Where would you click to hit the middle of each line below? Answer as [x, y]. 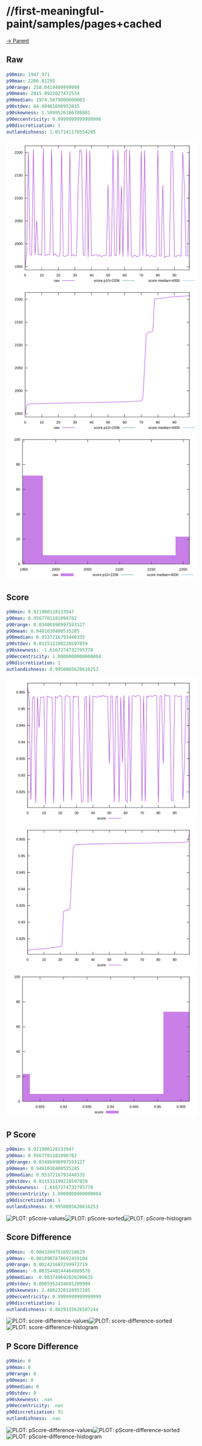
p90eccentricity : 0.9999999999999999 [54, 1297]
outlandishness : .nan [34, 1419]
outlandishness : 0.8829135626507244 [52, 1309]
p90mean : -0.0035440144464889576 [48, 1271]
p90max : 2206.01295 [31, 81]
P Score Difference [42, 1346]
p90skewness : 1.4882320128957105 [48, 1290]
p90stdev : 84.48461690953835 [43, 106]
